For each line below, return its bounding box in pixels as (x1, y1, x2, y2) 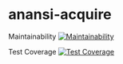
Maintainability (8, 32, 57, 41)
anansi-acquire (8, 6, 112, 24)
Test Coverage (8, 47, 57, 56)
